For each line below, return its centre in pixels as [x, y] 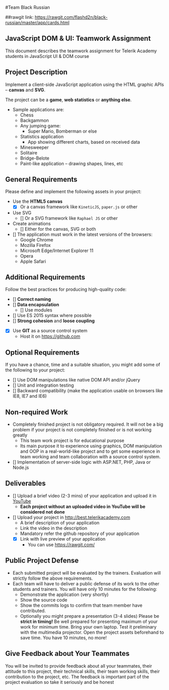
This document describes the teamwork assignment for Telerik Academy [81, 51]
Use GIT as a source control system [50, 331]
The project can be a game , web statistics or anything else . [69, 100]
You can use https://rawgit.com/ [61, 544]
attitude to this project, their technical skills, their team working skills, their [83, 671]
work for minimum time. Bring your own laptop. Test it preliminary [88, 626]
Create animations [32, 224]
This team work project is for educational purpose [72, 441]
